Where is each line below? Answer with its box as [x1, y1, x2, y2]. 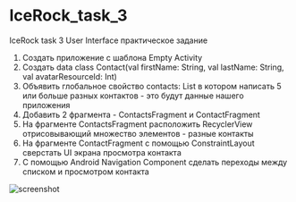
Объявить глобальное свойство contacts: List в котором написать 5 [21, 80, 282, 91]
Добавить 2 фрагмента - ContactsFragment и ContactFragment [21, 109, 261, 120]
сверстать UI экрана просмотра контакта [21, 147, 182, 157]
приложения [21, 99, 71, 110]
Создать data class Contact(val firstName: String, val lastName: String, [21, 62, 284, 72]
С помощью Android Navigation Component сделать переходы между [21, 156, 288, 167]
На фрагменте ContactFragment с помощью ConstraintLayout [21, 138, 255, 148]
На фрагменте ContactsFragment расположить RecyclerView [21, 118, 253, 130]
